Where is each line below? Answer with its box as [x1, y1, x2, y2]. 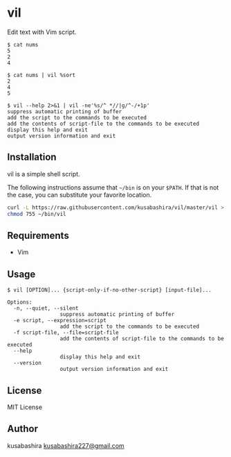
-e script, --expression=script [13, 317, 107, 324]
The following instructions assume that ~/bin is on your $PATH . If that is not [7, 183, 219, 192]
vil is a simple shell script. [7, 169, 81, 178]
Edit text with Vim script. [7, 28, 77, 36]
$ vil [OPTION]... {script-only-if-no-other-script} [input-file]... [7, 287, 212, 294]
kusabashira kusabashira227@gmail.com [7, 441, 124, 449]
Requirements [7, 229, 69, 241]
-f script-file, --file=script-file [13, 329, 119, 336]
